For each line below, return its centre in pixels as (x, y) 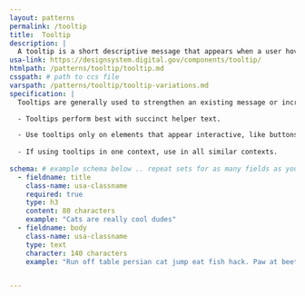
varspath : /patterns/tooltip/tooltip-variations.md (109, 85)
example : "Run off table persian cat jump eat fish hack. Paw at (152, 261)
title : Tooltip (40, 35)
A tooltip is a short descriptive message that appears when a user (150, 52)
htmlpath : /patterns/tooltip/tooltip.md (87, 69)
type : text (46, 245)
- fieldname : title (54, 177)
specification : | (42, 94)
